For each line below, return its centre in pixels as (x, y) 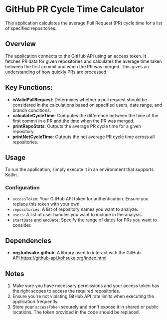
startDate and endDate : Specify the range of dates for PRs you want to (84, 220)
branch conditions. (32, 110)
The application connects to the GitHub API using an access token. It (76, 56)
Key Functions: (29, 87)
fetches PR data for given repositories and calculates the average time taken (83, 61)
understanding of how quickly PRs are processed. (56, 72)
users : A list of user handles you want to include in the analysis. (78, 214)
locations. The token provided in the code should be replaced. (76, 312)
